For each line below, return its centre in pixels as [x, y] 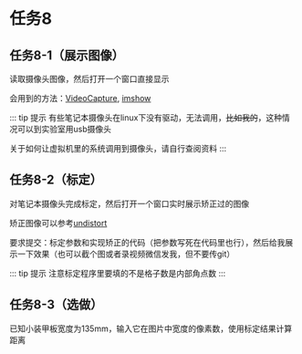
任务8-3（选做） [56, 305]
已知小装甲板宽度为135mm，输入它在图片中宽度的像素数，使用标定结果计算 [151, 328]
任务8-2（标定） [56, 180]
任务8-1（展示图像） [67, 55]
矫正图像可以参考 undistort [58, 223]
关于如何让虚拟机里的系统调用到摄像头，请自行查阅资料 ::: [118, 148]
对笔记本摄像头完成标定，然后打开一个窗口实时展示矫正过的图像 [129, 203]
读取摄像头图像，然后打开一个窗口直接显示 [89, 79]
